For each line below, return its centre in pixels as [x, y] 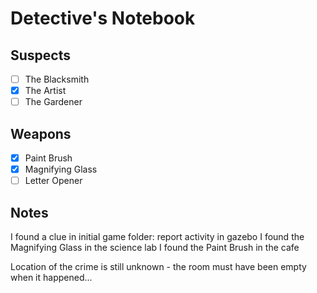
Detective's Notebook [103, 18]
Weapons [41, 133]
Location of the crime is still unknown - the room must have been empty [158, 266]
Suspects [40, 55]
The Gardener [53, 102]
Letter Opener [53, 181]
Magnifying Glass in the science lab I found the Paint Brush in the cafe [155, 247]
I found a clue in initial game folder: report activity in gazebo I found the [157, 236]
